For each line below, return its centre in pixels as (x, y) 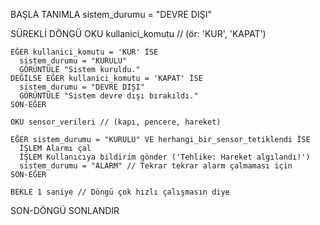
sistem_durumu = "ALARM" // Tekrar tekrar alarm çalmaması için (156, 166)
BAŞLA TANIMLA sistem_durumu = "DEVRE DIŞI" (111, 14)
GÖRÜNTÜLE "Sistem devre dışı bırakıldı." (109, 96)
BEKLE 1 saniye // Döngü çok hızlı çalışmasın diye (120, 192)
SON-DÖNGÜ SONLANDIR (65, 210)
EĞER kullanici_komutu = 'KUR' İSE (84, 52)
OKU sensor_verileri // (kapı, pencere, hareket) (116, 122)
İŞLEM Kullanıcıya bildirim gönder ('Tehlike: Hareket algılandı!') (165, 157)
